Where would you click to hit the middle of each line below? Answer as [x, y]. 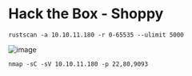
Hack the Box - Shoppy [86, 14]
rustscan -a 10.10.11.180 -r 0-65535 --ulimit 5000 [96, 35]
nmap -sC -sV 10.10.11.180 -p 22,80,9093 [78, 64]
